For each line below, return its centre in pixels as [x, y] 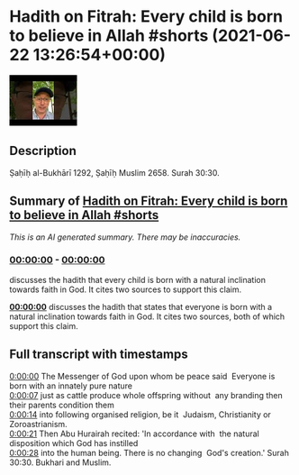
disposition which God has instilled [74, 443]
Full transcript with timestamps [99, 355]
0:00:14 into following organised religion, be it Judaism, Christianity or [140, 414]
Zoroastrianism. [38, 424]
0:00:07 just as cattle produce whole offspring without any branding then [146, 395]
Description [43, 151]
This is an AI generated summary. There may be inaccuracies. [125, 237]
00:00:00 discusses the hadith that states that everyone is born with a [141, 306]
